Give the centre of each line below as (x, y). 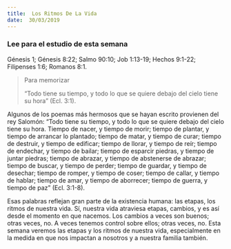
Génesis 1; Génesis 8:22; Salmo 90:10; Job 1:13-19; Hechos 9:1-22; (102, 59)
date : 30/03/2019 (33, 20)
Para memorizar (47, 80)
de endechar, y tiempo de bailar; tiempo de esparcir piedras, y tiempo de (111, 151)
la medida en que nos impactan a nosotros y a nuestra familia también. (108, 238)
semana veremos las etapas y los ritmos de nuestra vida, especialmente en (114, 230)
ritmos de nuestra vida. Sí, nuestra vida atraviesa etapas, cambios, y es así (113, 208)
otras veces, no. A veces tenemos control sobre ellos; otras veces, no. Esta (114, 223)
